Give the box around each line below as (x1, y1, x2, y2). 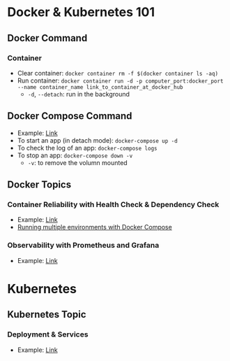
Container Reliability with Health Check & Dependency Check (7, 200, 220, 209)
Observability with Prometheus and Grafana (7, 241, 160, 250)
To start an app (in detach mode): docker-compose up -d (17, 136, 178, 144)
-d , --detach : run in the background (27, 90, 130, 98)
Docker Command (7, 32, 88, 44)
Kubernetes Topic (7, 309, 86, 320)
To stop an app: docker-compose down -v (17, 151, 133, 160)
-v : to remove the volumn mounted (27, 158, 128, 167)
